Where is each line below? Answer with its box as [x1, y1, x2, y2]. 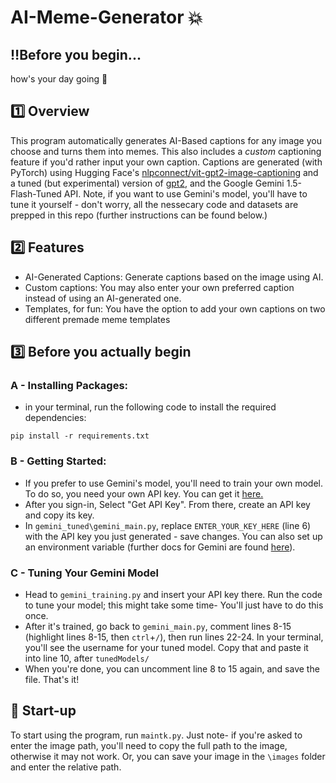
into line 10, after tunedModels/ [24, 652, 150, 664]
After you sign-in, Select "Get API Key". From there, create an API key [24, 498, 311, 510]
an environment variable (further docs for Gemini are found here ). [24, 541, 296, 553]
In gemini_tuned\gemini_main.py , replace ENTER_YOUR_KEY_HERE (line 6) [24, 519, 312, 531]
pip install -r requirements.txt [10, 431, 150, 441]
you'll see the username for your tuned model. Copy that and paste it [24, 641, 309, 653]
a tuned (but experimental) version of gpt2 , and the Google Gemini [10, 177, 285, 189]
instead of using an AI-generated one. [24, 292, 182, 304]
